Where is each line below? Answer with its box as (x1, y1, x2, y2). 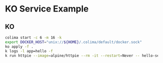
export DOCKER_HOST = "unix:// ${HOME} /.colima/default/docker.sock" (5, 39, 142, 44)
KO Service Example (5, 3, 89, 14)
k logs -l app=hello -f (5, 49, 53, 53)
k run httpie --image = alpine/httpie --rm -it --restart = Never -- (5, 53, 140, 58)
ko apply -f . (5, 44, 34, 49)
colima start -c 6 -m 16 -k (5, 35, 62, 40)
